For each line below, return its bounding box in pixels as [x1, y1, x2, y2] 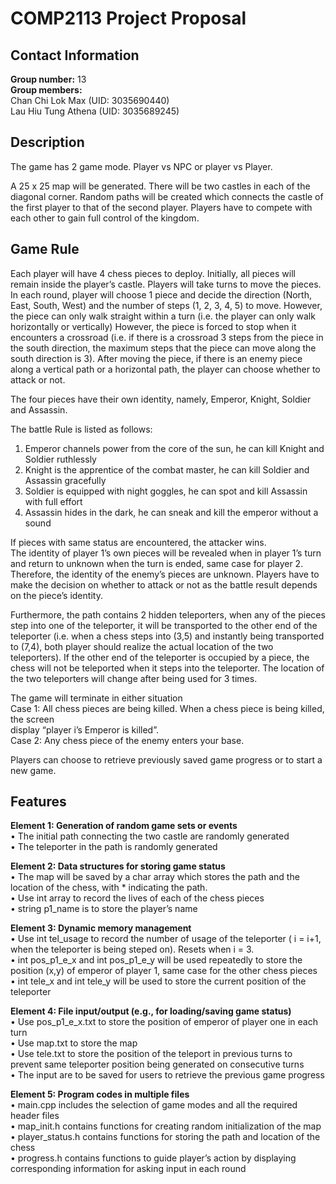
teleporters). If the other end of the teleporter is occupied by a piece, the [10, 651, 310, 663]
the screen [10, 713, 55, 725]
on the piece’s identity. [10, 589, 103, 601]
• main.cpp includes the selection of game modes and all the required [10, 1099, 298, 1111]
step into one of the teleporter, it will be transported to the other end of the [10, 619, 318, 631]
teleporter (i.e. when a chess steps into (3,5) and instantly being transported [10, 630, 325, 642]
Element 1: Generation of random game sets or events [10, 820, 238, 832]
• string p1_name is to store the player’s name [10, 903, 198, 915]
